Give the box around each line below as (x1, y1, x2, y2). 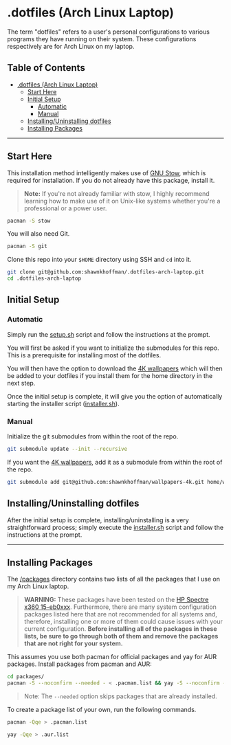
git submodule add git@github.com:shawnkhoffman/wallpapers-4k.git (7, 478, 205, 485)
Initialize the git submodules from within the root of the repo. (7, 432, 179, 441)
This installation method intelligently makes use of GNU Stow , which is (7, 168, 206, 177)
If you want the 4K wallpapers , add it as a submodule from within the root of (7, 458, 223, 466)
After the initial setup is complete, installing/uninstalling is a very (7, 515, 189, 524)
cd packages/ (7, 674, 45, 680)
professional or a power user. (23, 204, 107, 212)
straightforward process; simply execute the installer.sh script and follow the (7, 523, 224, 531)
